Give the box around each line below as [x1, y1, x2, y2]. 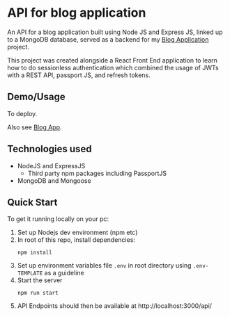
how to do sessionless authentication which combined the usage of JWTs [7, 63, 219, 72]
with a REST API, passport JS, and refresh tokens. [7, 71, 151, 79]
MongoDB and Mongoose [17, 176, 92, 185]
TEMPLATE [17, 270, 43, 277]
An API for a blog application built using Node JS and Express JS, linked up [7, 28, 223, 36]
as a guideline [44, 269, 85, 277]
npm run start [17, 290, 59, 297]
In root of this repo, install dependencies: [17, 236, 136, 244]
